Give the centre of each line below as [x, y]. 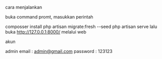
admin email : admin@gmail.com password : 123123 [59, 51]
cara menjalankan [24, 7]
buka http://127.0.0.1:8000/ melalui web [46, 32]
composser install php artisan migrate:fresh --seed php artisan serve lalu [81, 26]
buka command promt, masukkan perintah [49, 17]
